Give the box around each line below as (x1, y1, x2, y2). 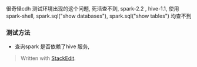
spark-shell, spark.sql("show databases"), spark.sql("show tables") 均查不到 (6, 12, 192, 19)
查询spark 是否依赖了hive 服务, (14, 43, 90, 50)
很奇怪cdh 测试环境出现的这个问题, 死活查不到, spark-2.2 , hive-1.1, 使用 (6, 5, 179, 12)
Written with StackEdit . (20, 55, 76, 62)
